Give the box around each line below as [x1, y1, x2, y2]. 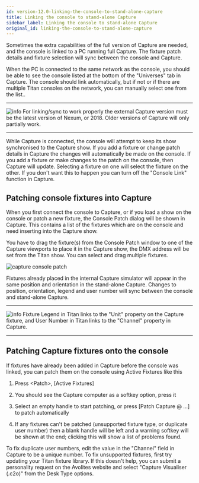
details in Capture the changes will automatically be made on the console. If [6, 150, 191, 157]
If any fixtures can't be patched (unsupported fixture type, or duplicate [14, 420, 188, 428]
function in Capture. [6, 176, 55, 183]
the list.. [6, 91, 25, 98]
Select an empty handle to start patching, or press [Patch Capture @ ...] [14, 402, 190, 410]
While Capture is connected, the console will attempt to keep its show [6, 138, 176, 145]
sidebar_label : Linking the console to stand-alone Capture [6, 20, 158, 26]
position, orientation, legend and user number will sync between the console [6, 288, 193, 295]
